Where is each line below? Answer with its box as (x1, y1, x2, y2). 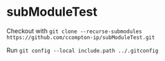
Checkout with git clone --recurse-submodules (6, 27, 142, 35)
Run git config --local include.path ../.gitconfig (6, 46, 159, 54)
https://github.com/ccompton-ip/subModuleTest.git (6, 34, 155, 41)
